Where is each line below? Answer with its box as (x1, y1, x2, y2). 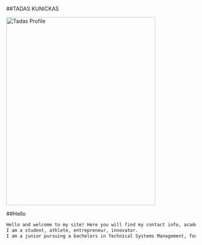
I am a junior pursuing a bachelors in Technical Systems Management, (6, 233, 187, 239)
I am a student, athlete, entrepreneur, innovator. (6, 227, 138, 234)
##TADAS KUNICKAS (6, 5, 59, 12)
